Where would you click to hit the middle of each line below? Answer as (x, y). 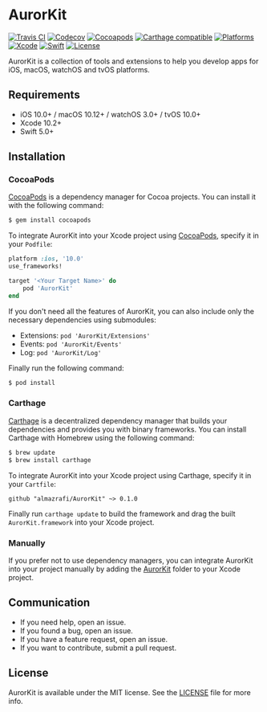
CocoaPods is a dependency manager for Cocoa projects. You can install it (132, 197)
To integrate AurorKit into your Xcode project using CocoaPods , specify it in (133, 235)
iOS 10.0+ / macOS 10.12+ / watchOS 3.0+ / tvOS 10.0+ (110, 114)
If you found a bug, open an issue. (77, 630)
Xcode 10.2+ (41, 123)
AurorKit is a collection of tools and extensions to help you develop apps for (133, 61)
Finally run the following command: (66, 368)
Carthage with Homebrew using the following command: (101, 438)
